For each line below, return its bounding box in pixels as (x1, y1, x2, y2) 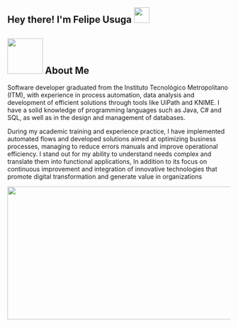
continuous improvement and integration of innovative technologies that (7, 165, 217, 174)
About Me (45, 65, 90, 77)
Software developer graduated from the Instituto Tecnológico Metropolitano (7, 83, 229, 92)
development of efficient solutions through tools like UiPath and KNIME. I (7, 99, 220, 107)
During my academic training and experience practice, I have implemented (7, 127, 225, 135)
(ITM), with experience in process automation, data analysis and (7, 91, 195, 99)
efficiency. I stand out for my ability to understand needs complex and (7, 150, 212, 158)
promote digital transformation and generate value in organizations (7, 172, 203, 181)
